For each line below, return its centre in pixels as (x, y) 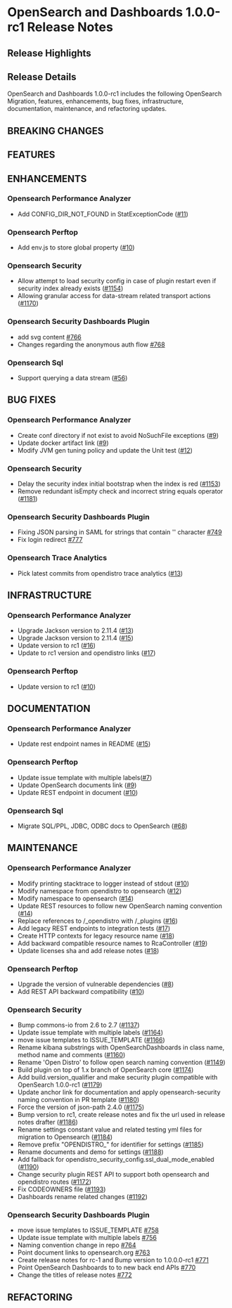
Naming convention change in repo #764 (77, 1245)
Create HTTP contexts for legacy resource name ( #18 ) (96, 935)
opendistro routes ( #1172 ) (54, 1182)
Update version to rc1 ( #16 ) (57, 646)
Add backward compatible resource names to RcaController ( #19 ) (112, 943)
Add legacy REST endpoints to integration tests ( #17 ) (94, 928)
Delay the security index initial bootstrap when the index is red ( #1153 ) (119, 484)
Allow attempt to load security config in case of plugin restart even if (117, 281)
